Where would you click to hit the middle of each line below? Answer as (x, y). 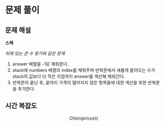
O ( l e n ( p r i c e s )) (84, 118)
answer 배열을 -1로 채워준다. (40, 64)
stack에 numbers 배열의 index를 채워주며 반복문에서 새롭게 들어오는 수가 (84, 70)
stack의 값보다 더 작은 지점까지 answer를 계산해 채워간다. (69, 76)
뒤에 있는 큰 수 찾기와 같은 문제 (35, 53)
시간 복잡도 (21, 106)
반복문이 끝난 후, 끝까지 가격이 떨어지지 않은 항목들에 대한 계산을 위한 (80, 83)
